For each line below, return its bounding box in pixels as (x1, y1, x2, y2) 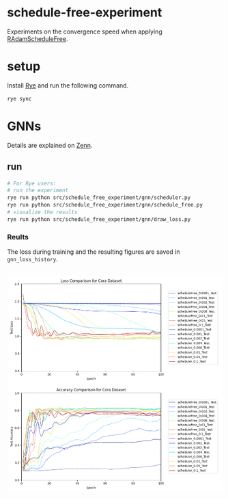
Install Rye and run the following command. (7, 81, 129, 90)
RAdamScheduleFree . (7, 34, 68, 42)
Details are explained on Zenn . (7, 141, 93, 149)
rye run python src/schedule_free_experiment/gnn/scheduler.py (7, 194, 191, 201)
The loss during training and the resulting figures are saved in (7, 248, 180, 256)
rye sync (7, 95, 32, 102)
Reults (7, 232, 29, 241)
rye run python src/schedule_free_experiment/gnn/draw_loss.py (7, 215, 191, 223)
